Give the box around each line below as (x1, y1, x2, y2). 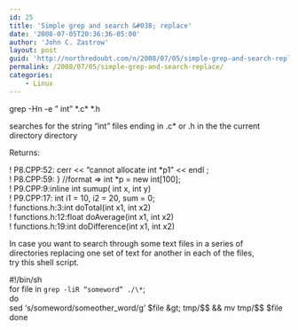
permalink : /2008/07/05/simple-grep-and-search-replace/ (9, 63, 224, 72)
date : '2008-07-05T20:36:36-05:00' (9, 29, 141, 38)
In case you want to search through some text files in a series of (9, 238, 244, 248)
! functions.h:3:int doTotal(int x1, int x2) (9, 201, 152, 213)
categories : (9, 71, 53, 80)
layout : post (9, 46, 58, 55)
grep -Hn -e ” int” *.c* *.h (9, 103, 100, 114)
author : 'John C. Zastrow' (9, 37, 109, 47)
